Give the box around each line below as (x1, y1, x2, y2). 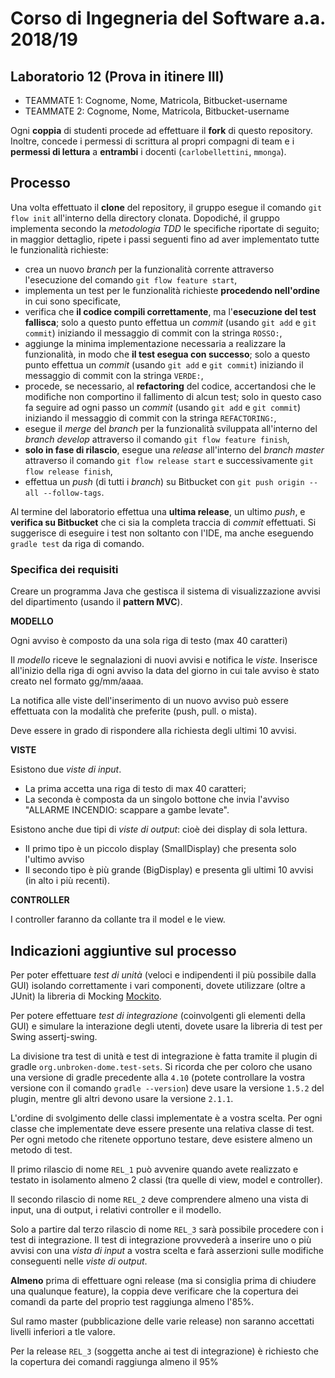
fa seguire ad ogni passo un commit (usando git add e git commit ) (24, 401, 302, 413)
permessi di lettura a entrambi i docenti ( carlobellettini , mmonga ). (10, 146, 287, 157)
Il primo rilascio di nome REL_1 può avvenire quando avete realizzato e (10, 1163, 299, 1175)
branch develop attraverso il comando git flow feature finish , (24, 433, 290, 445)
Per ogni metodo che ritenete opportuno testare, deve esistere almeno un (10, 1133, 313, 1145)
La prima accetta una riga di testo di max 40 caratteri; (24, 783, 247, 795)
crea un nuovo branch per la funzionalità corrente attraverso (24, 263, 275, 275)
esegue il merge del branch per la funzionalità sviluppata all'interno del (24, 422, 318, 434)
